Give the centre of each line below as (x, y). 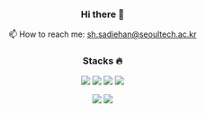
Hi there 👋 (103, 14)
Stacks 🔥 (103, 61)
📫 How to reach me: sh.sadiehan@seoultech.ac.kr (103, 34)
